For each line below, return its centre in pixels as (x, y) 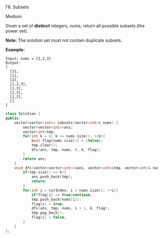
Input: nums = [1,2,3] (28, 59)
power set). (17, 31)
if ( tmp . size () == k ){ (45, 172)
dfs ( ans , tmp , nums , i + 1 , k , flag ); (70, 208)
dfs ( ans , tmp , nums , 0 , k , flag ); (66, 150)
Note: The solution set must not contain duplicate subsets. (64, 40)
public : (13, 118)
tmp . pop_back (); (48, 213)
